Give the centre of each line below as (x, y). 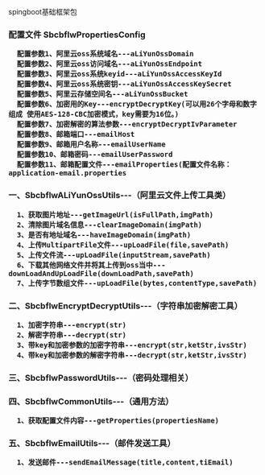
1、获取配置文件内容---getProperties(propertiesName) (118, 421)
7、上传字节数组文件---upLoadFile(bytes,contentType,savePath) (137, 283)
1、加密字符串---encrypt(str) (72, 325)
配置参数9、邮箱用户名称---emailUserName (91, 145)
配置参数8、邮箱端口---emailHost (76, 134)
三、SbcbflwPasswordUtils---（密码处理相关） (101, 378)
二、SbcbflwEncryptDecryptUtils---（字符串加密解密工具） (126, 306)
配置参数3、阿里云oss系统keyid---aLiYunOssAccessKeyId (119, 74)
